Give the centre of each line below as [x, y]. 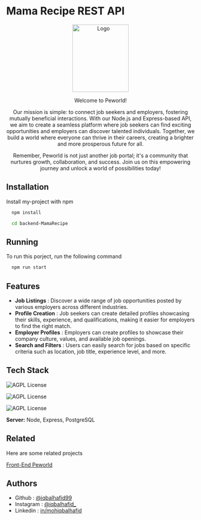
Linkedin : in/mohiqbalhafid [48, 510]
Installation [28, 187]
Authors [22, 484]
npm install [27, 212]
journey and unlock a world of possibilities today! [100, 168]
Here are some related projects [44, 453]
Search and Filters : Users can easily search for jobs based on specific [103, 345]
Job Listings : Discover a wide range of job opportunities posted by [98, 300]
